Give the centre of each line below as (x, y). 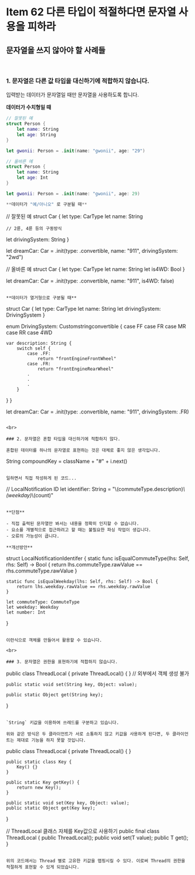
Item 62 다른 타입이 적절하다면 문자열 (91, 12)
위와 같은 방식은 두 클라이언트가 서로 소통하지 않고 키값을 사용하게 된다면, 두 (88, 734)
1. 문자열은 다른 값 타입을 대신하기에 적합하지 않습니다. (78, 81)
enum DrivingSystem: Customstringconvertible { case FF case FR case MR (96, 326)
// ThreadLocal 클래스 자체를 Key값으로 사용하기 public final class (83, 831)
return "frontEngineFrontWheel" (77, 358)
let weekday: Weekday (32, 607)
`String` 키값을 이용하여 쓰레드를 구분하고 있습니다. (63, 723)
